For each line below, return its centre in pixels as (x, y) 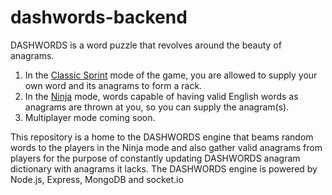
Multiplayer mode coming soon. (90, 117)
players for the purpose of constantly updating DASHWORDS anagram (155, 158)
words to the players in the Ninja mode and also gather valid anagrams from (166, 147)
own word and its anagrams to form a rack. (113, 85)
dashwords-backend (99, 17)
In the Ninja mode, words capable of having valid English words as (161, 96)
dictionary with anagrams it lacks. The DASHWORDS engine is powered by (164, 168)
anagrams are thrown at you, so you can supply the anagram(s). (157, 107)
